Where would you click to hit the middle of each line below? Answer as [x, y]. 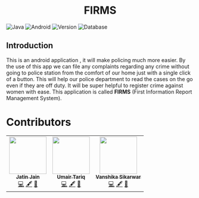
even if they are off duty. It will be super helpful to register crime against [95, 85]
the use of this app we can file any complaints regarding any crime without [98, 66]
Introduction [30, 46]
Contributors [39, 122]
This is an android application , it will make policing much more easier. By [96, 60]
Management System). [34, 98]
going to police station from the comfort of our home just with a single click [98, 73]
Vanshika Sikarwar [118, 177]
